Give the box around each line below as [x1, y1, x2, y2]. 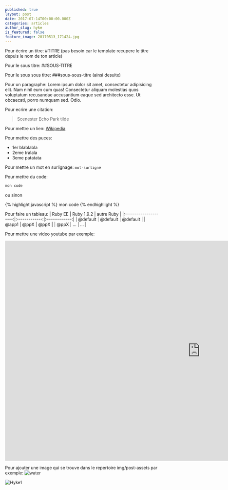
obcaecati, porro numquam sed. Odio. [5, 97, 81, 103]
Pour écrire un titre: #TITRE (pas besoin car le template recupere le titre [5, 47, 149, 54]
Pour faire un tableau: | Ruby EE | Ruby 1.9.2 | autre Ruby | [5, 211, 122, 217]
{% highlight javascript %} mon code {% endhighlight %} [5, 201, 119, 207]
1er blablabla [12, 144, 38, 150]
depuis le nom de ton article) [5, 53, 63, 59]
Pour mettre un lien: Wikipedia [5, 125, 66, 131]
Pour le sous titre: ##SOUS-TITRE [5, 62, 73, 68]
